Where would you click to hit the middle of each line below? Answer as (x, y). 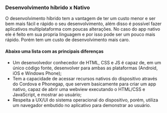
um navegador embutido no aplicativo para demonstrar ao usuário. (82, 105)
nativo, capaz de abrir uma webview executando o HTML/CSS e (79, 89)
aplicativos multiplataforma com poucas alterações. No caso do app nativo (83, 29)
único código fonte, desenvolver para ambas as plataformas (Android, (85, 68)
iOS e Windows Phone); (37, 73)
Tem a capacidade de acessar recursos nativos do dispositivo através (85, 78)
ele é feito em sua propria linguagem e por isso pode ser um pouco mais (80, 35)
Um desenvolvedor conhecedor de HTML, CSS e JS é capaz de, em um (87, 62)
